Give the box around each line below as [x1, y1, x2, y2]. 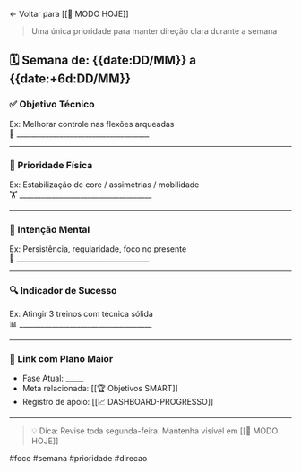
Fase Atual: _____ [21, 373, 84, 383]
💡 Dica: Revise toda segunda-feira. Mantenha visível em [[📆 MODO [30, 425, 279, 436]
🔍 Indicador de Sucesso [9, 285, 117, 297]
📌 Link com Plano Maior [9, 352, 114, 365]
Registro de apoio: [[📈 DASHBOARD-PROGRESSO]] [21, 396, 214, 407]
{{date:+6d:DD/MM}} [9, 72, 132, 87]
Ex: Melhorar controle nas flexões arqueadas [9, 118, 175, 129]
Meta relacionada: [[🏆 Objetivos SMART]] [21, 382, 179, 393]
